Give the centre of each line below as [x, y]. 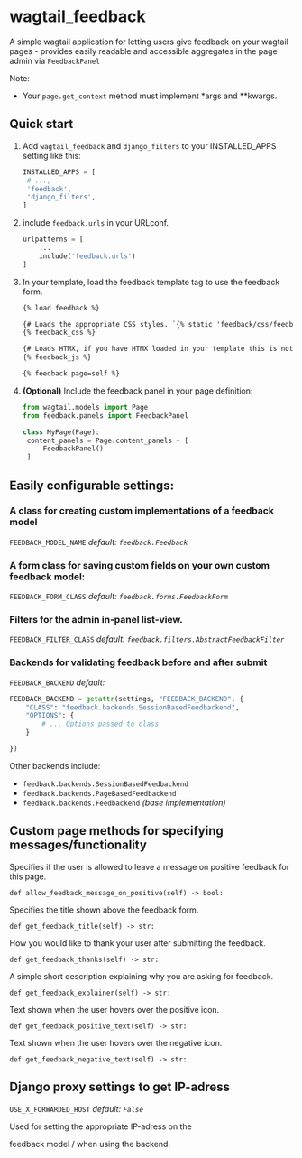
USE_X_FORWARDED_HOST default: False [77, 1108]
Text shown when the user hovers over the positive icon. [114, 1009]
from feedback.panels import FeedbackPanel [105, 416]
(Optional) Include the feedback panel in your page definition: [137, 391]
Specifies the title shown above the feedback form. [104, 910]
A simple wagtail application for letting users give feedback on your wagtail [149, 42]
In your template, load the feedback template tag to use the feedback [151, 282]
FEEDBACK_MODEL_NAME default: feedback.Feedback [99, 542]
